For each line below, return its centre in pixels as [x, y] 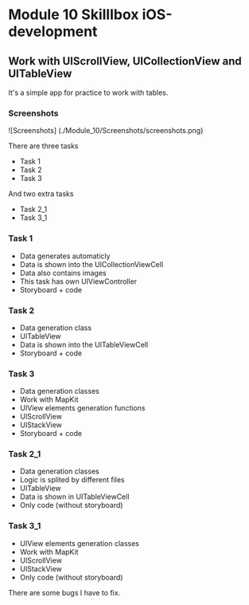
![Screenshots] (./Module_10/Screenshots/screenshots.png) [106, 131]
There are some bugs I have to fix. [64, 592]
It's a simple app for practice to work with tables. [88, 92]
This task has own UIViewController [78, 281]
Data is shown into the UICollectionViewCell [91, 264]
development [53, 31]
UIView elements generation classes [79, 543]
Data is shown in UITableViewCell [74, 497]
